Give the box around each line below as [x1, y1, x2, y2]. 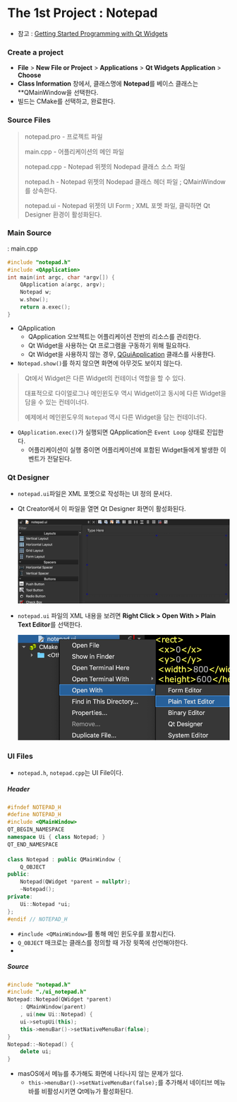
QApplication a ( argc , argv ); [20, 281, 106, 288]
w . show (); [20, 296, 49, 304]
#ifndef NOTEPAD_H [7, 803, 61, 811]
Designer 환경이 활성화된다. [24, 210, 102, 219]
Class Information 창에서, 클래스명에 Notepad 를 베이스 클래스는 [17, 79, 199, 88]
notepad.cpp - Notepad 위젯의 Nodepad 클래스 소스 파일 [24, 162, 186, 171]
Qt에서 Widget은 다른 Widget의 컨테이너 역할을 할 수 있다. [24, 374, 186, 382]
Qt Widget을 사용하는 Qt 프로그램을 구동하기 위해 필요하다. [28, 341, 190, 350]
